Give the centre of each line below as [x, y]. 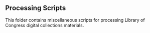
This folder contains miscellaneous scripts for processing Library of [75, 20]
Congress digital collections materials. [45, 25]
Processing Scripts [36, 8]
